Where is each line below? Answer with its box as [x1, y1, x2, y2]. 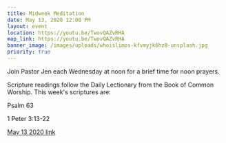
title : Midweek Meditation [7, 10, 85, 17]
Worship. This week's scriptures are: [7, 87, 112, 96]
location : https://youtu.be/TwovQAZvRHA [7, 29, 125, 36]
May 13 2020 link [7, 128, 56, 136]
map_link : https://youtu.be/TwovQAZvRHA [7, 36, 125, 43]
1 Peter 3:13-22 [7, 114, 50, 122]
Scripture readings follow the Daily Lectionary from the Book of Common [7, 80, 214, 89]
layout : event [7, 23, 48, 30]
